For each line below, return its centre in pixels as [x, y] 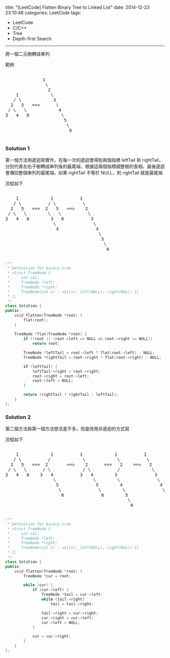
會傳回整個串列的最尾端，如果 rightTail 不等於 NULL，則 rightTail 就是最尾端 [84, 173]
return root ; [46, 344]
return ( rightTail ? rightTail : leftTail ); [71, 395]
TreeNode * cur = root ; [47, 576]
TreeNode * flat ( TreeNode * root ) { [51, 334]
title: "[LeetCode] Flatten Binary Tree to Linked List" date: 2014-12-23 [78, 7]
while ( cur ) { [38, 585]
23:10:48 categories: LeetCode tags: [43, 13]
